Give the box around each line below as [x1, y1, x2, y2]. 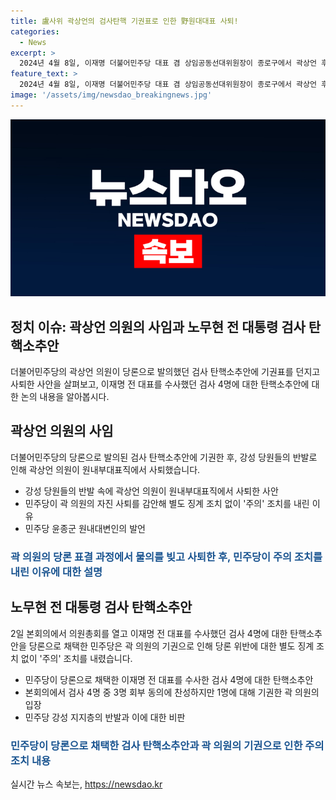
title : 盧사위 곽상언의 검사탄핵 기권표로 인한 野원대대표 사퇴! [10, 16, 239, 26]
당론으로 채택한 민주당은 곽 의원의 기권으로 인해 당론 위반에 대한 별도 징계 [28, 640, 315, 652]
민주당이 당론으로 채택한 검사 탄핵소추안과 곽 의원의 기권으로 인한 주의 [10, 738, 325, 752]
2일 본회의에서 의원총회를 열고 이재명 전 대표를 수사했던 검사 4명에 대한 [10, 627, 288, 639]
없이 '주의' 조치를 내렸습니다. [20, 652, 133, 664]
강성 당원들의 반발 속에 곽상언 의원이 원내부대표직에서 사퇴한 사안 [24, 485, 279, 497]
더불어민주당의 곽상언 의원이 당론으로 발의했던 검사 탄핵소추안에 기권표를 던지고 [10, 366, 321, 378]
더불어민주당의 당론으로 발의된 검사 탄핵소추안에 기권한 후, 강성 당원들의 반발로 [10, 451, 318, 463]
